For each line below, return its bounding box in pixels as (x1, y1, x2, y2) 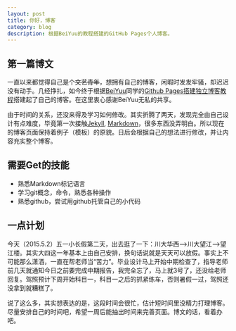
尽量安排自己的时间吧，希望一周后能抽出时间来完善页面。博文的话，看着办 (7, 307, 223, 316)
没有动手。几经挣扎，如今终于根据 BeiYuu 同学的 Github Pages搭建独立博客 (7, 87, 221, 95)
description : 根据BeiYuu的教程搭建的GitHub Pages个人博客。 (7, 30, 173, 37)
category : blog (7, 23, 52, 30)
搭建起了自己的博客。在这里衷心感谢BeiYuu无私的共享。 (13, 96, 176, 104)
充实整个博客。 (13, 137, 57, 145)
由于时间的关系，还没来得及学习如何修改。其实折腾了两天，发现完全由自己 (7, 111, 223, 119)
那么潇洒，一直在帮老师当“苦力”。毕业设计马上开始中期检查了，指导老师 (19, 257, 228, 266)
